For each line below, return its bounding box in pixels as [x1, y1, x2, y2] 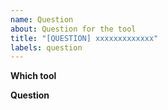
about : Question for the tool [10, 24, 137, 34]
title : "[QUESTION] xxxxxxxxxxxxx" [10, 33, 159, 43]
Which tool [10, 70, 57, 82]
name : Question [10, 14, 74, 25]
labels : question [10, 42, 83, 53]
